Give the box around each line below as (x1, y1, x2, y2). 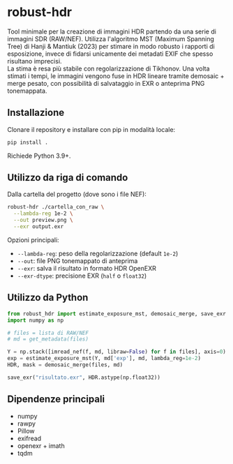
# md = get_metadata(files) (7, 336, 89, 343)
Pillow (17, 426, 35, 435)
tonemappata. (7, 87, 47, 95)
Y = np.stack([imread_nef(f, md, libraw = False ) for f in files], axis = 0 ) (7, 348, 227, 356)
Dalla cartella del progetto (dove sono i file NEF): (7, 190, 146, 199)
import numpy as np (7, 317, 64, 324)
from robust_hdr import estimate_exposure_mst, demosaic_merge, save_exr (7, 310, 227, 317)
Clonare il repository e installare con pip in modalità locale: (7, 125, 176, 133)
